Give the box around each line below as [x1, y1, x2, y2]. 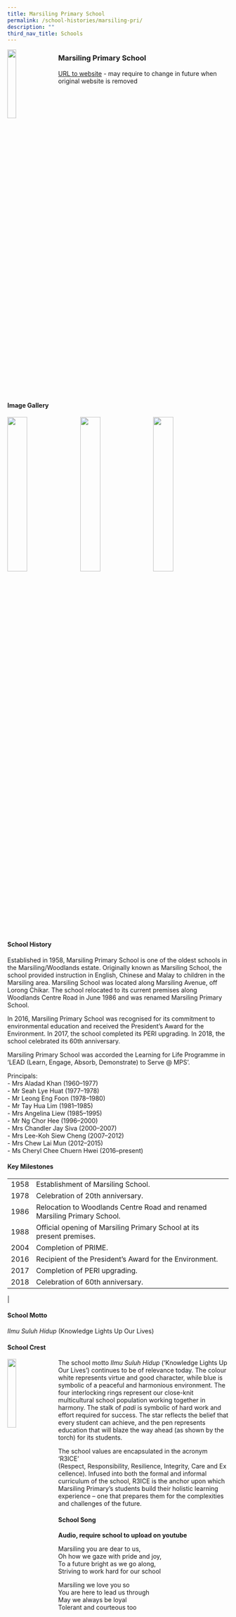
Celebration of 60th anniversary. [36, 1277, 144, 1287]
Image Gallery [7, 401, 49, 409]
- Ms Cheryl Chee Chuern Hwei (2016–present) [7, 1146, 144, 1154]
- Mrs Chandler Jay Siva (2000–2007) [7, 1124, 117, 1132]
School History [7, 940, 52, 949]
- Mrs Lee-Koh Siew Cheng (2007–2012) [7, 1131, 124, 1140]
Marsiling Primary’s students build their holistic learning [58, 1485, 219, 1493]
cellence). [58, 1469, 87, 1478]
